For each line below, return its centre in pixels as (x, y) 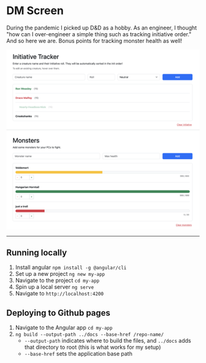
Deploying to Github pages (58, 313)
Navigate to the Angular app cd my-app (64, 328)
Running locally (37, 252)
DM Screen (35, 11)
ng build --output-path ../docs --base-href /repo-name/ (90, 335)
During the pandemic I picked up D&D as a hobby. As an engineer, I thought (102, 28)
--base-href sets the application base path (78, 354)
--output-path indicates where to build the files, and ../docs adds (108, 341)
